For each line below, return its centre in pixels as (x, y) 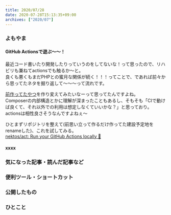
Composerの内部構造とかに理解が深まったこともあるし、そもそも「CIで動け (86, 100)
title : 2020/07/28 (25, 10)
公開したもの (21, 192)
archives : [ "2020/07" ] (29, 19)
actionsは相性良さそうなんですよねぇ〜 (46, 113)
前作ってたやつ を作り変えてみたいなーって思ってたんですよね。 (72, 94)
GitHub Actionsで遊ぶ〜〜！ (35, 51)
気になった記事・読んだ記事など (45, 162)
